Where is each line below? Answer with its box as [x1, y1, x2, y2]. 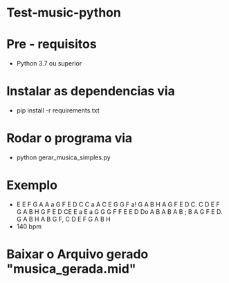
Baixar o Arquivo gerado [6, 246, 149, 262]
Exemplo [6, 177, 58, 193]
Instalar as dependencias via [6, 84, 176, 99]
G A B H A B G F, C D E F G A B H [16, 215, 111, 223]
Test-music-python [6, 5, 122, 21]
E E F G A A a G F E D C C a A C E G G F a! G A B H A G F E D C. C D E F [16, 200, 221, 208]
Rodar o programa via [6, 130, 133, 146]
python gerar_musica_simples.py [16, 153, 111, 162]
